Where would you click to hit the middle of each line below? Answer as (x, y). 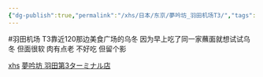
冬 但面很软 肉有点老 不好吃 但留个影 (67, 49)
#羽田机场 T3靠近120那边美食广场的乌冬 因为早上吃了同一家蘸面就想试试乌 (129, 38)
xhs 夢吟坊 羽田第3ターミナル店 (59, 65)
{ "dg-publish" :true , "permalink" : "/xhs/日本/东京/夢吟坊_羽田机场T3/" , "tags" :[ (134, 15)
